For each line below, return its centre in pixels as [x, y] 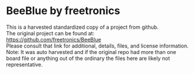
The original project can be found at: [50, 33]
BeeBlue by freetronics [63, 11]
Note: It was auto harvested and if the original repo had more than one [91, 52]
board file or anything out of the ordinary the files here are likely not [88, 58]
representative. [24, 64]
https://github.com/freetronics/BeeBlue [54, 39]
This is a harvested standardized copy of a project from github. [82, 27]
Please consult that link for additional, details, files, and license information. [98, 46]
